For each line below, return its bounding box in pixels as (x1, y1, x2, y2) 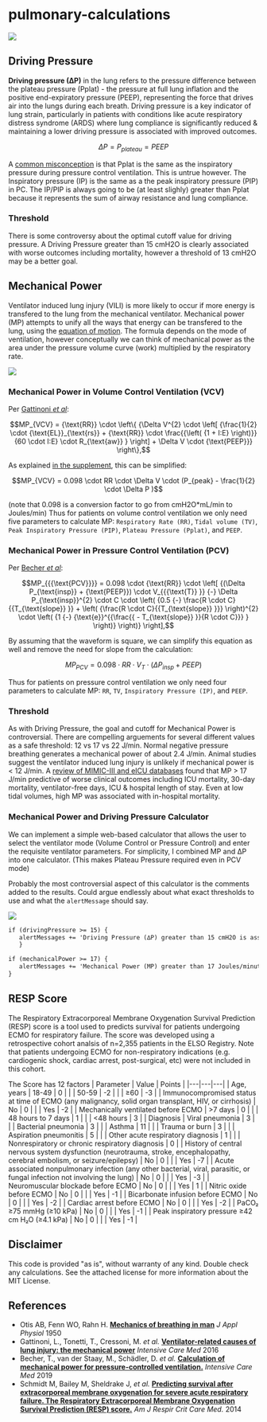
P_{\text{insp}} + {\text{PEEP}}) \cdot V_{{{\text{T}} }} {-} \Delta (29, 587, 238, 596)
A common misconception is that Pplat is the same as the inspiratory (8, 159, 233, 169)
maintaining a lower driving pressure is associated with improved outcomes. (8, 126, 257, 136)
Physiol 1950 (19, 1328, 62, 1338)
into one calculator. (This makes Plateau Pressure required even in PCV (8, 854, 242, 865)
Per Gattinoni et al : (8, 404, 69, 413)
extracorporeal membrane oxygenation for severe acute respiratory (19, 1388, 249, 1397)
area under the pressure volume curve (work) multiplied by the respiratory (8, 342, 251, 352)
